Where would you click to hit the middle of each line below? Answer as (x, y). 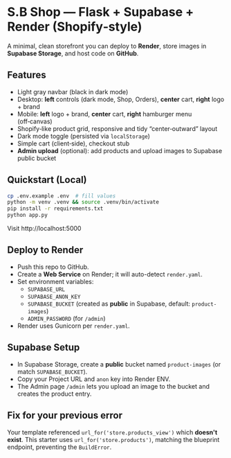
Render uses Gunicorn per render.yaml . (73, 326)
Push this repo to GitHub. (53, 267)
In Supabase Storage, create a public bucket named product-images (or (119, 364)
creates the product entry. (54, 394)
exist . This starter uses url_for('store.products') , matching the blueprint (113, 439)
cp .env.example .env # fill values (62, 196)
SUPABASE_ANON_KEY (54, 297)
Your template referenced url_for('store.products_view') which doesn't (112, 432)
